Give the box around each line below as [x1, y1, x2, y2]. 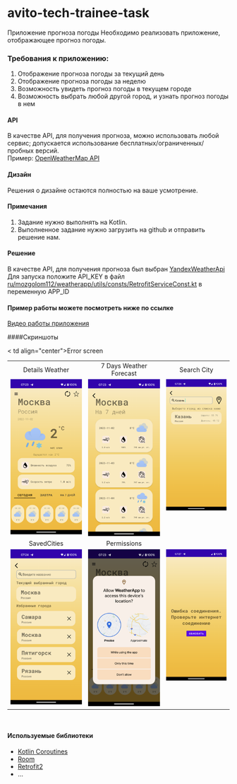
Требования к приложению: [7, 53, 109, 63]
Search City [179, 365, 214, 374]
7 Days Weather [100, 362, 148, 370]
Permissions [106, 539, 142, 548]
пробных [7, 146, 34, 155]
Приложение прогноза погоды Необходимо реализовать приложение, [7, 28, 221, 37]
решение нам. [17, 233, 61, 241]
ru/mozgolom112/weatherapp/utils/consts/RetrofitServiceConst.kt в [7, 280, 202, 288]
